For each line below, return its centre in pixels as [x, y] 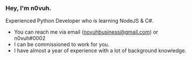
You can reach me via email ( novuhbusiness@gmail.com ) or [86, 32]
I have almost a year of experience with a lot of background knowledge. [100, 51]
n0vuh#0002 [30, 38]
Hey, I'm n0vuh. [29, 8]
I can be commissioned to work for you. [62, 44]
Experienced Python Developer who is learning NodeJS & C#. [80, 21]
